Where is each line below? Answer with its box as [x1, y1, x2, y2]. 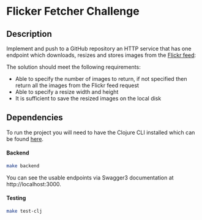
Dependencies [6, 112, 63, 123]
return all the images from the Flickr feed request [15, 82, 140, 89]
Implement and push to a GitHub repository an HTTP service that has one [6, 45, 192, 52]
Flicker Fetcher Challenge [6, 4, 140, 18]
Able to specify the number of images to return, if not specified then [15, 75, 187, 82]
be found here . [6, 135, 44, 142]
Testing [6, 194, 26, 202]
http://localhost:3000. [6, 180, 61, 188]
